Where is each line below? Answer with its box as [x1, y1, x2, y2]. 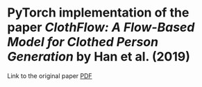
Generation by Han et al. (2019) [7, 49, 191, 65]
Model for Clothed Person [7, 35, 158, 50]
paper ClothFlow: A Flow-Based [7, 19, 195, 35]
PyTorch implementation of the [7, 5, 190, 21]
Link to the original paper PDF [7, 71, 92, 80]
